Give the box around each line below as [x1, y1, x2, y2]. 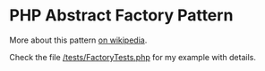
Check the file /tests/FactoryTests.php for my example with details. [9, 51, 257, 62]
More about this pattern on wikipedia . [9, 35, 148, 45]
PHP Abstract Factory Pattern [9, 5, 234, 26]
